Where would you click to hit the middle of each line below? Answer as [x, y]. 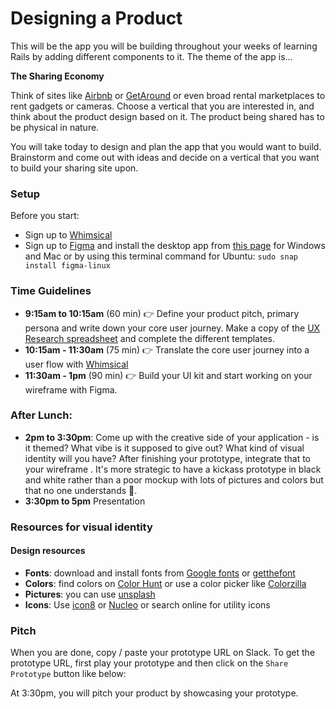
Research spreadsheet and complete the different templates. [149, 338]
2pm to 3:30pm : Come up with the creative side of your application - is [172, 437]
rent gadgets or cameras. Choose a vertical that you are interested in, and [162, 106]
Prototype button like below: [68, 674]
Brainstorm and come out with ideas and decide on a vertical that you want [165, 157]
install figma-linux [67, 266]
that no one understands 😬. [81, 490]
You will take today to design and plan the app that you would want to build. [166, 146]
